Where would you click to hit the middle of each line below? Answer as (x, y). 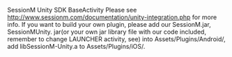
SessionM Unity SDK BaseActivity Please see (72, 10)
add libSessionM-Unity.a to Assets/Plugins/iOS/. (76, 46)
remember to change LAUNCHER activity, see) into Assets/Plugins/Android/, (117, 39)
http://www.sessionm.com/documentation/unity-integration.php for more (112, 17)
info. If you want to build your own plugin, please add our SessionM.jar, (109, 24)
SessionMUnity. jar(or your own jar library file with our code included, (107, 32)
